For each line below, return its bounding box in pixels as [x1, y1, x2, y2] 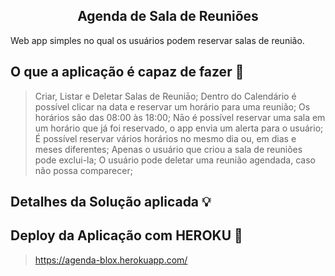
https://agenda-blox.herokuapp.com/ [34, 254, 188, 266]
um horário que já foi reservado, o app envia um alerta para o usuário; [34, 122, 324, 134]
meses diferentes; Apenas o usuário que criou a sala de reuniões [34, 143, 303, 155]
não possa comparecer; [34, 164, 133, 176]
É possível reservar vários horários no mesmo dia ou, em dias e [34, 132, 297, 144]
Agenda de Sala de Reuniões [77, 8, 259, 25]
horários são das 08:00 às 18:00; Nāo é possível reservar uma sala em [34, 111, 326, 123]
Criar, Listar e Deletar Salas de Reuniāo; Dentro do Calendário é [34, 90, 297, 102]
